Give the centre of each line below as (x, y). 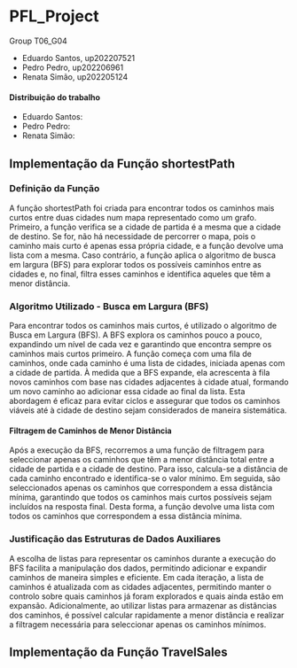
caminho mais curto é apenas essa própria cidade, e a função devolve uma (146, 245)
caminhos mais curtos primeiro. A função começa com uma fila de (131, 354)
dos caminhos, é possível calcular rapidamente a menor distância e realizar (147, 615)
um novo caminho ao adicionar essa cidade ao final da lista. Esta (127, 392)
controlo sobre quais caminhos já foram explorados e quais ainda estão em (146, 596)
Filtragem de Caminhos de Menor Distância (90, 431)
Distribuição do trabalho (55, 97)
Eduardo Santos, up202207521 (78, 58)
